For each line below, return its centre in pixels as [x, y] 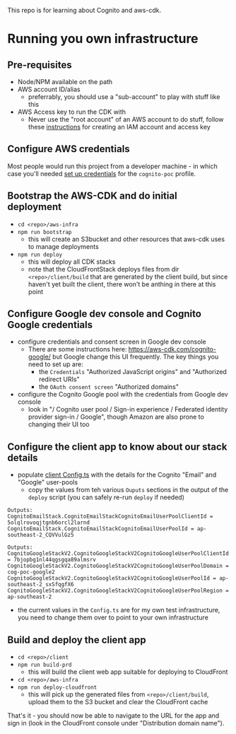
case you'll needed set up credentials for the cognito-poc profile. [102, 173]
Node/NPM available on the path [65, 82]
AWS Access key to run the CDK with [71, 112]
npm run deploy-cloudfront [57, 688]
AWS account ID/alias [49, 89]
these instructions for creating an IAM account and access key [119, 127]
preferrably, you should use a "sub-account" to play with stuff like [124, 97]
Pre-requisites [40, 65]
